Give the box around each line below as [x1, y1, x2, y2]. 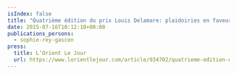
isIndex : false [7, 10, 52, 18]
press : [7, 43, 27, 50]
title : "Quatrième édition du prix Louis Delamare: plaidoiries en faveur [7, 17, 232, 24]
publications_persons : [7, 30, 74, 37]
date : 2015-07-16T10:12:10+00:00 [7, 23, 106, 30]
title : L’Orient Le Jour [13, 50, 87, 57]
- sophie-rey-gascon [13, 37, 74, 44]
